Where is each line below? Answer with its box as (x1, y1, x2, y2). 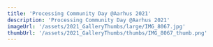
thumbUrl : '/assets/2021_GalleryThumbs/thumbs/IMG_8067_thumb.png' (7, 29, 208, 37)
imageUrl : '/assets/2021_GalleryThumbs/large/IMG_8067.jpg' (7, 23, 186, 30)
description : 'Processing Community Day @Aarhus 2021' (7, 17, 170, 23)
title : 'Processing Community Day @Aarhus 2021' (7, 10, 152, 17)
